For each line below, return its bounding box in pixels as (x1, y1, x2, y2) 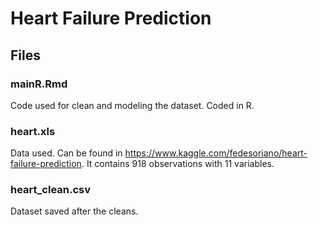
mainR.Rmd (10, 77, 68, 91)
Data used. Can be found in (10, 147, 123, 159)
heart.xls (10, 124, 56, 138)
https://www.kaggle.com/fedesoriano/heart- (124, 147, 308, 159)
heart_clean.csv (10, 183, 92, 197)
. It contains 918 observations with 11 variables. (81, 158, 275, 170)
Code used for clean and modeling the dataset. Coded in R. (10, 99, 255, 111)
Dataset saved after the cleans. (10, 205, 139, 217)
